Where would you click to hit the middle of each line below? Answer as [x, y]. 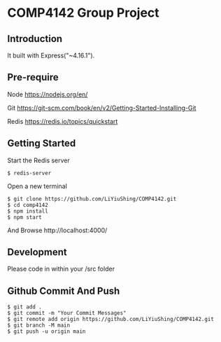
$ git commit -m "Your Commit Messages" [67, 313]
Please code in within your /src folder [61, 269]
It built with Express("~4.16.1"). [51, 55]
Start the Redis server [38, 160]
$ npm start [24, 217]
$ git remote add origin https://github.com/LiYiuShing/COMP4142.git [111, 320]
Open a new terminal [37, 186]
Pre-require [33, 77]
